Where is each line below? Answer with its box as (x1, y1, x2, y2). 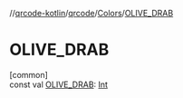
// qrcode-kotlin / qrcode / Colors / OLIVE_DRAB (9, 8, 174, 18)
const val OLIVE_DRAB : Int (9, 79, 109, 90)
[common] (9, 69, 48, 80)
